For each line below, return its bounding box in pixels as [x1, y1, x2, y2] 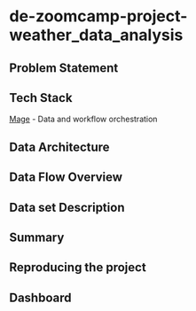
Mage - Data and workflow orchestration [9, 113, 158, 125]
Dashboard [9, 290, 72, 305]
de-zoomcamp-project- [9, 6, 188, 27]
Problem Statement [9, 60, 119, 75]
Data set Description [9, 199, 125, 214]
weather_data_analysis [9, 25, 184, 45]
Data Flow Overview [9, 170, 122, 185]
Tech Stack [9, 90, 73, 105]
